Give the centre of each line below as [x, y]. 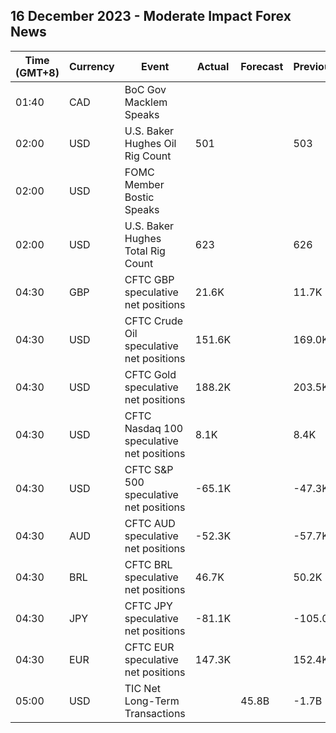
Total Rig [145, 251]
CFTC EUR [149, 647]
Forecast [262, 66]
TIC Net [142, 688]
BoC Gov [145, 89]
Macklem [146, 102]
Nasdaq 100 [154, 428]
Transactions [155, 713]
